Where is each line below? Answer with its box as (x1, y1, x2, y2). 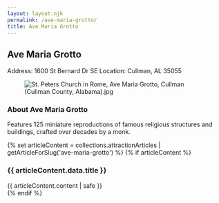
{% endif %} (7, 188, 43, 197)
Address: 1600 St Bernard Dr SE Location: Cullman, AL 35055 (7, 67, 182, 75)
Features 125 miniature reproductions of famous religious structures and (7, 120, 213, 128)
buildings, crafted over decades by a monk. (7, 128, 131, 136)
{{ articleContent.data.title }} (7, 166, 107, 175)
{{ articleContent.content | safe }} (7, 181, 102, 190)
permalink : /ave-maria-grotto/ (7, 17, 97, 23)
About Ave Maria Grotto (7, 105, 88, 115)
